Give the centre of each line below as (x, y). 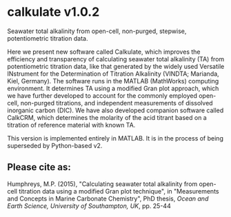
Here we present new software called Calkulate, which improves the (104, 52)
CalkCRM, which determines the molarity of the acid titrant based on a (107, 117)
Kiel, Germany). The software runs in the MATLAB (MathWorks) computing (113, 81)
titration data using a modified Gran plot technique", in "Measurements (119, 191)
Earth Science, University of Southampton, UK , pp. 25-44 (89, 206)
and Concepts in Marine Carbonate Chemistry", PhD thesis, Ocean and (108, 198)
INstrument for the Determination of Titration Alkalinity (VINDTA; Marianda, (113, 74)
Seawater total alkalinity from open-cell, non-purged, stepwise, (97, 31)
